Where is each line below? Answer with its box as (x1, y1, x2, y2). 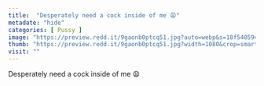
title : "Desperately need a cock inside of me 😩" (8, 11, 180, 20)
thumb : (8, 41, 30, 48)
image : (8, 33, 30, 41)
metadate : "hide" (8, 19, 65, 27)
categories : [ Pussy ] (8, 26, 82, 34)
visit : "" (8, 48, 41, 56)
